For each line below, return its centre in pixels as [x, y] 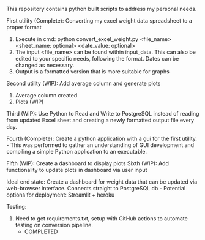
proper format [24, 27]
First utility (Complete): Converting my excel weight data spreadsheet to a [99, 21]
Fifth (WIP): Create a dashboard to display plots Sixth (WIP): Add [88, 163]
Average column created [46, 95]
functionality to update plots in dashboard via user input [77, 170]
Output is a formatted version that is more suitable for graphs [92, 72]
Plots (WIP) [29, 102]
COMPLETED [41, 231]
